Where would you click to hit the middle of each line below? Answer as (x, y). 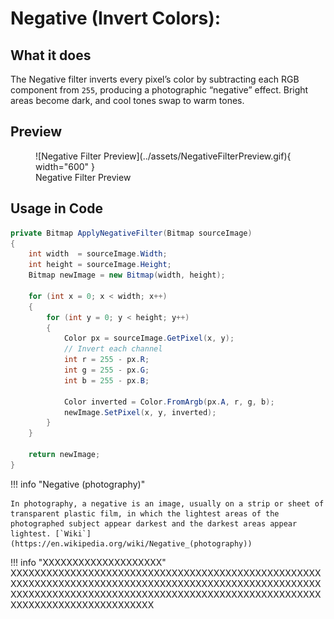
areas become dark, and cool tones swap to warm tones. (127, 100)
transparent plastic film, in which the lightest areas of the (145, 513)
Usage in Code (56, 208)
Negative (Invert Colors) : (116, 18)
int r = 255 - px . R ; (106, 360)
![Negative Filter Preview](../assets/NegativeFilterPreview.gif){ (163, 156)
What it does (51, 55)
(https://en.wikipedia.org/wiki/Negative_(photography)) (131, 543)
